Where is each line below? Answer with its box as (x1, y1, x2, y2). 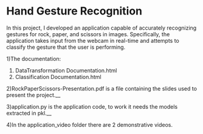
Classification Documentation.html (15, 73, 101, 80)
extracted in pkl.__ (6, 109, 52, 116)
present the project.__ (6, 91, 61, 98)
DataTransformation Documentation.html (15, 66, 117, 74)
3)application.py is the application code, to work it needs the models (6, 103, 178, 110)
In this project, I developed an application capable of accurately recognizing (6, 24, 197, 31)
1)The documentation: (6, 55, 61, 62)
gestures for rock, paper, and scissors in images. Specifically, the (6, 30, 170, 37)
